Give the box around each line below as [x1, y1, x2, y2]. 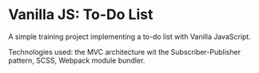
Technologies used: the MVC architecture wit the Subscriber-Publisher [8, 47, 241, 56]
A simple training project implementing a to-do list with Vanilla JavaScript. [8, 32, 252, 41]
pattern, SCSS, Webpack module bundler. [8, 56, 145, 65]
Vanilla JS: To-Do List [8, 6, 153, 24]
